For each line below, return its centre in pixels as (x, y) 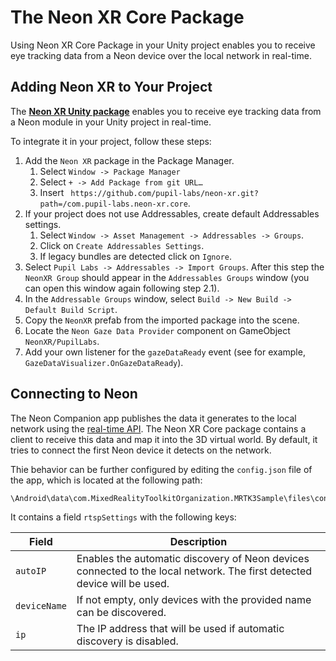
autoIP (31, 570)
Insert (52, 192)
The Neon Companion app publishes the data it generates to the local (153, 418)
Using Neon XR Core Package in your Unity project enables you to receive (163, 45)
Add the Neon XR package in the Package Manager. (129, 160)
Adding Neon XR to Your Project (111, 87)
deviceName (41, 605)
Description (198, 541)
